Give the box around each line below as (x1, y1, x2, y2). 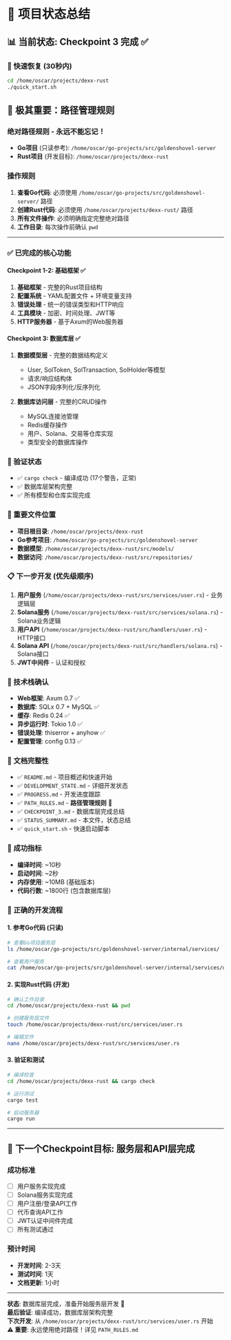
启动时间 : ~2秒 (16, 869, 59, 877)
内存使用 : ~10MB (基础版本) (16, 877, 95, 886)
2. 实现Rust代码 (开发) (7, 980, 70, 988)
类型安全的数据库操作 (27, 438, 88, 446)
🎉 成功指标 (7, 844, 43, 853)
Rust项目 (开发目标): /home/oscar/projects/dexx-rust (16, 152, 169, 160)
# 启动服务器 (7, 1109, 39, 1116)
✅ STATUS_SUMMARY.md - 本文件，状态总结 (16, 816, 131, 824)
